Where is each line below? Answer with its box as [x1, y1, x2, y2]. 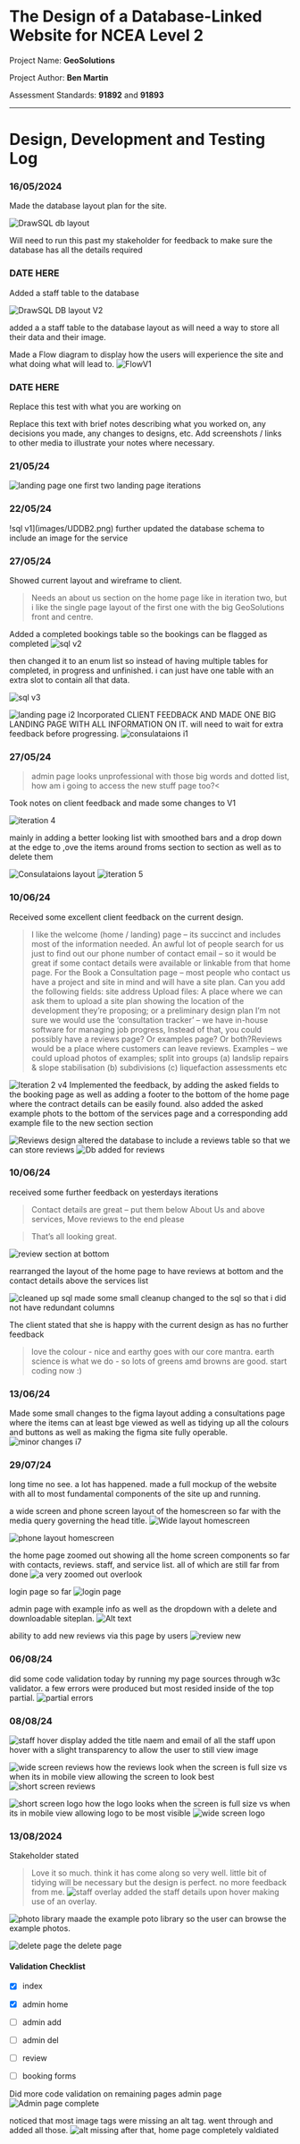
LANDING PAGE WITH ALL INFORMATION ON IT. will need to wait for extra [9, 719, 284, 729]
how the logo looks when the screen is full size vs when [84, 1798, 291, 1808]
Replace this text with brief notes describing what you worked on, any [9, 419, 266, 430]
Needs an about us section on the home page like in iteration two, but [30, 592, 287, 603]
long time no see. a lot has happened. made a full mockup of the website [9, 1479, 277, 1490]
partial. [9, 1692, 36, 1703]
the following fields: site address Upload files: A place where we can [30, 986, 283, 997]
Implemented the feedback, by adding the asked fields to [69, 1079, 279, 1090]
